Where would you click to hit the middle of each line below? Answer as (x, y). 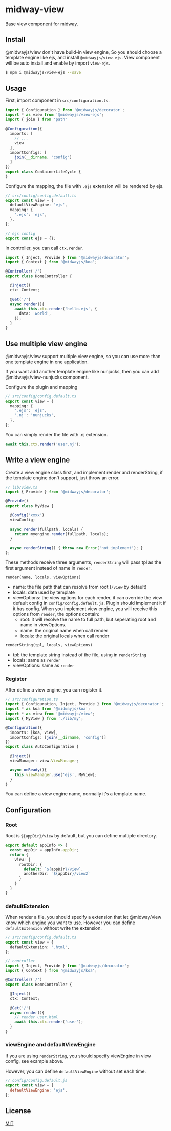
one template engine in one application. (47, 362)
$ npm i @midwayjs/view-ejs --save (43, 72)
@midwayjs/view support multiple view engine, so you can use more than (83, 356)
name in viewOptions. (43, 625)
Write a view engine (38, 460)
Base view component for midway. (42, 24)
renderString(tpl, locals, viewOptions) (49, 645)
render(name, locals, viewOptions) (43, 577)
